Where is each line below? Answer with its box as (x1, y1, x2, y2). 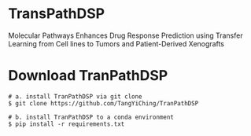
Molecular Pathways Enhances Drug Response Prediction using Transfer (8, 31, 243, 40)
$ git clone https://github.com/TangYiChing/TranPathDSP (8, 99, 199, 107)
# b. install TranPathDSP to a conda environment (8, 113, 175, 121)
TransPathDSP (8, 5, 105, 23)
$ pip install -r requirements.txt (8, 119, 125, 128)
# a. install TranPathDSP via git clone (8, 92, 143, 101)
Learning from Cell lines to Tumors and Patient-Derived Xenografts (8, 39, 224, 48)
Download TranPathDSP (8, 67, 168, 85)
